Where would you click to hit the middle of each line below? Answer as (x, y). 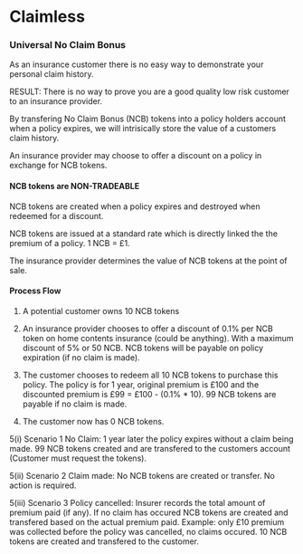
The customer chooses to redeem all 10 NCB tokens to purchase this (150, 375)
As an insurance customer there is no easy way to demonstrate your (137, 64)
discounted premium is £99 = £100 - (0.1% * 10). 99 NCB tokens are (149, 394)
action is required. (43, 485)
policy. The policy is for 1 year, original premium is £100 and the (141, 384)
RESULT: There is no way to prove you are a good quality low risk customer (149, 91)
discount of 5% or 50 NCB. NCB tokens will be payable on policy (143, 348)
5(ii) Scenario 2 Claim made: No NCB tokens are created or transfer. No (142, 475)
